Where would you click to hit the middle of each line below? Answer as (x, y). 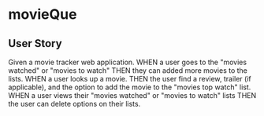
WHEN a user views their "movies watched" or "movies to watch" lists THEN (132, 95)
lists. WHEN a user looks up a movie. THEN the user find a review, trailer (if (130, 79)
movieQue (43, 14)
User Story (35, 43)
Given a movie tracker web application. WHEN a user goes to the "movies (127, 62)
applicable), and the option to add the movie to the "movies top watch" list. (130, 87)
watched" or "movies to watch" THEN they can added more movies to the (128, 71)
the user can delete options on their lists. (74, 104)
